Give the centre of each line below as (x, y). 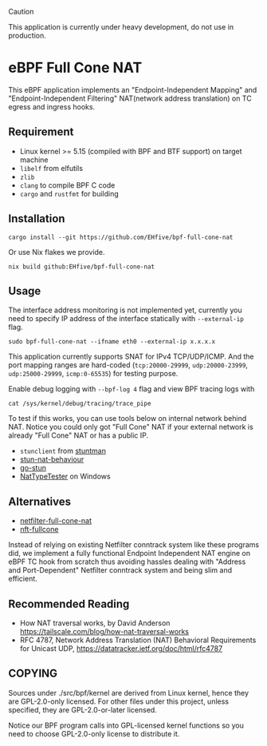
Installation (37, 219)
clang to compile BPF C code (67, 185)
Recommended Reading (69, 603)
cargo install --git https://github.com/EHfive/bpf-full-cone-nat (121, 237)
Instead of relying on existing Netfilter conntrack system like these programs (134, 545)
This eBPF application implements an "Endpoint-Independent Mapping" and (133, 89)
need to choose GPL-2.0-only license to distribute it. (94, 733)
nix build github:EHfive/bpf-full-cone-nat (82, 267)
